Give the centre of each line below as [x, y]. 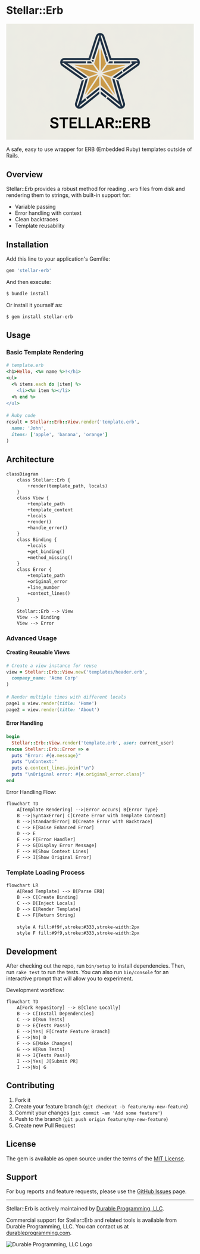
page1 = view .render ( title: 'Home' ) [51, 703]
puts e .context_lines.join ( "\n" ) [53, 768]
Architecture [30, 460]
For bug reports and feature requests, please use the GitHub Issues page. [96, 1191]
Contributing [30, 1085]
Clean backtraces [36, 220]
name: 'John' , [29, 428]
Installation [27, 244]
